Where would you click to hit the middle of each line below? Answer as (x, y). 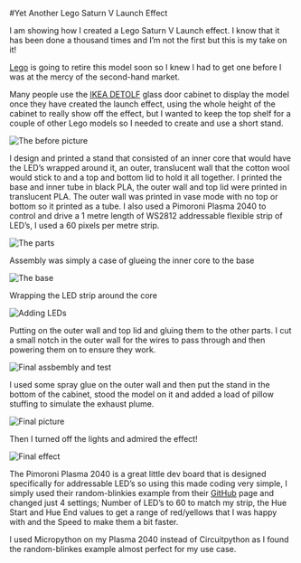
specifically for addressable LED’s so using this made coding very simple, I (148, 483)
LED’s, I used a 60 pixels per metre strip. (85, 225)
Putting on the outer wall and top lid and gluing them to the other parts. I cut (150, 330)
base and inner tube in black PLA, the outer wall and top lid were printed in (148, 187)
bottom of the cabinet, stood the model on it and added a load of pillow (141, 394)
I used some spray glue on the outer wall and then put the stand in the (140, 385)
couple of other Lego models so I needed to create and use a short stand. (146, 123)
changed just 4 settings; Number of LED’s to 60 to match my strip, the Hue (148, 502)
